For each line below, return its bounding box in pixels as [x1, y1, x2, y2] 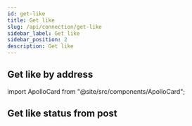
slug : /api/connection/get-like [7, 23, 102, 30]
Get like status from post [7, 108, 117, 120]
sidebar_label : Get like [7, 29, 80, 37]
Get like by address [7, 69, 94, 80]
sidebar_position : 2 [7, 36, 68, 43]
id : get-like [7, 10, 46, 17]
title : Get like [7, 17, 55, 24]
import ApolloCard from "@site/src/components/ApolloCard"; [7, 87, 185, 95]
